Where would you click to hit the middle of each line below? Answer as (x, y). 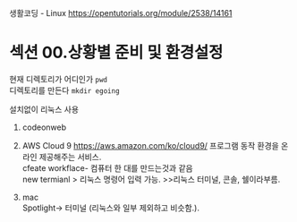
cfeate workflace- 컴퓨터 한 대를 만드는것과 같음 (108, 167)
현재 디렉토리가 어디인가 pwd (58, 79)
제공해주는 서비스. (70, 157)
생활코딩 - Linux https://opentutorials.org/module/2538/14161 (121, 13)
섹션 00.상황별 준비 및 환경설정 (116, 53)
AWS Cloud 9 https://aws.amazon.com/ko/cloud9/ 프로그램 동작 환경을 (150, 145)
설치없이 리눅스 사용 (44, 109)
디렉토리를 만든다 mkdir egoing (64, 90)
